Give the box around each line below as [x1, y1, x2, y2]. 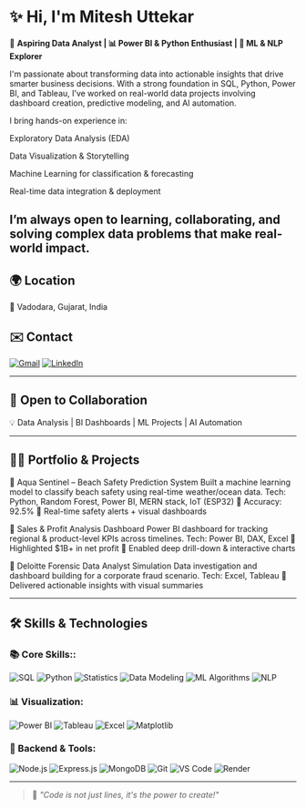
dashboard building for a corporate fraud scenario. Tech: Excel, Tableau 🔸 [9, 569, 287, 580]
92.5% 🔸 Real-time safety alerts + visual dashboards [9, 506, 208, 517]
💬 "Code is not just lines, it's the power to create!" [31, 789, 219, 800]
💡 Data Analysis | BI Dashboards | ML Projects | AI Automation [9, 416, 243, 427]
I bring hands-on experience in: [9, 115, 127, 126]
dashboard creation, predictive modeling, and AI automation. [9, 97, 237, 108]
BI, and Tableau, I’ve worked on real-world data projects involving [9, 87, 257, 98]
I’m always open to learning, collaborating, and [9, 212, 280, 228]
